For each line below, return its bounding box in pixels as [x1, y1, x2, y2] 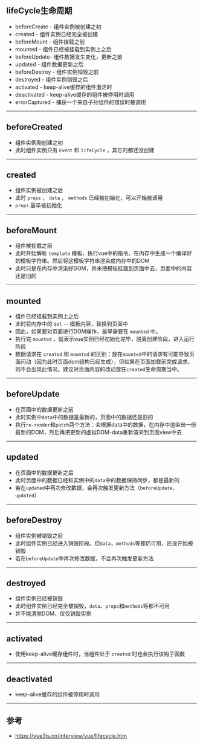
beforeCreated [6, 122, 63, 132]
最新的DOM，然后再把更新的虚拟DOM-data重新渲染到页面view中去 [14, 428, 182, 436]
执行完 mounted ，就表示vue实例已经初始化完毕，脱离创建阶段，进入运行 [14, 335, 195, 343]
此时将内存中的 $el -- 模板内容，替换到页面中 [14, 320, 128, 327]
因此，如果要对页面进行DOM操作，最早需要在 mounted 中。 [14, 328, 161, 335]
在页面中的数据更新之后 [14, 469, 74, 476]
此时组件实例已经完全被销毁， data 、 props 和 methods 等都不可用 [14, 602, 170, 610]
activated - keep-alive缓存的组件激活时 [14, 83, 112, 91]
